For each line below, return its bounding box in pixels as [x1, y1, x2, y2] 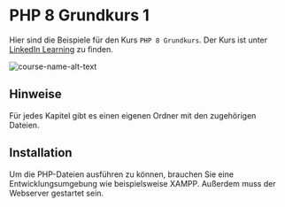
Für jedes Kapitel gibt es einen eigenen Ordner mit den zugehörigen [9, 110, 257, 120]
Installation [9, 145, 73, 160]
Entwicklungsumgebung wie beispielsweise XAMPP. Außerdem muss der [9, 178, 276, 188]
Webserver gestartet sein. [9, 188, 104, 198]
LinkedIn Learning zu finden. [9, 43, 113, 54]
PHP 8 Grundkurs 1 [9, 5, 150, 26]
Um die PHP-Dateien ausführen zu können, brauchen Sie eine [9, 169, 235, 180]
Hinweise [9, 87, 62, 102]
